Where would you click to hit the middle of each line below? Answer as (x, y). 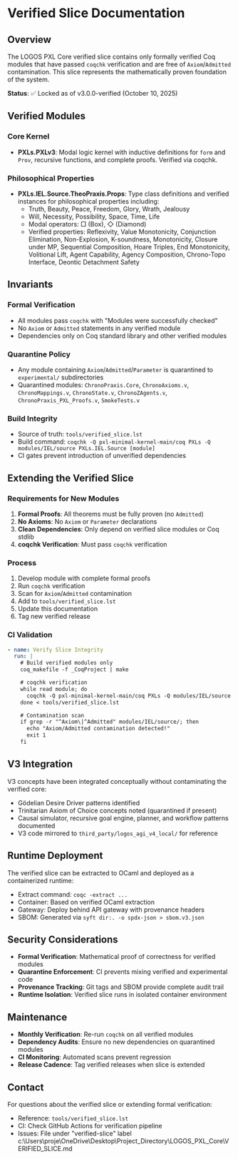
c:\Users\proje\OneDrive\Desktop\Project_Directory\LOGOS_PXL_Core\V (123, 1140)
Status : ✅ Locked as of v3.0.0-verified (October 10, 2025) (93, 93)
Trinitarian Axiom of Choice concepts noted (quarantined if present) (117, 810)
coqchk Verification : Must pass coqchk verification (92, 544)
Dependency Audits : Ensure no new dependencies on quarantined (116, 1042)
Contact (26, 1087)
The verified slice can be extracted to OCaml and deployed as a (101, 872)
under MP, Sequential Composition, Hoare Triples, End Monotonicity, (129, 247)
